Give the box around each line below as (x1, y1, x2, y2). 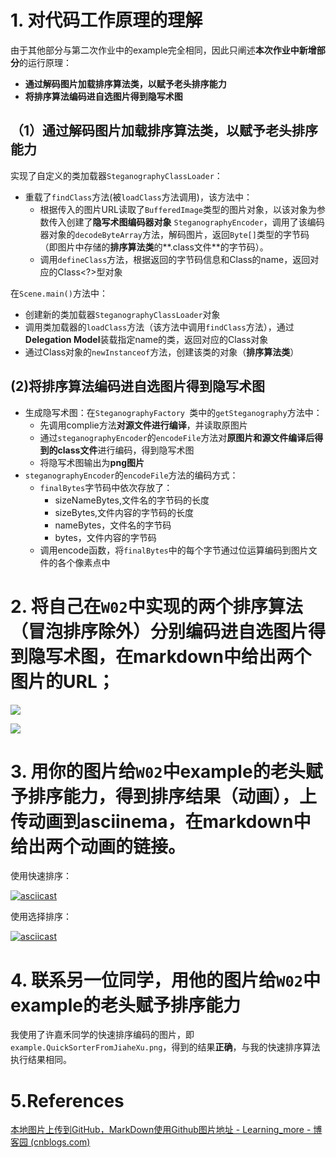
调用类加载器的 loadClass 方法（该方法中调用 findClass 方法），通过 (24, 321, 295, 333)
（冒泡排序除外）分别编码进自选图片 (10, 620, 309, 643)
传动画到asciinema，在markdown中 (10, 810, 312, 833)
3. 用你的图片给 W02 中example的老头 (10, 760, 306, 783)
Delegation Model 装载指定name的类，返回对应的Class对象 (24, 333, 269, 345)
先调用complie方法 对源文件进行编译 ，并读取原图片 (39, 419, 248, 431)
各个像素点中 (57, 556, 111, 568)
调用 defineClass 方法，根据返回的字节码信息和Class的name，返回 (39, 253, 311, 265)
